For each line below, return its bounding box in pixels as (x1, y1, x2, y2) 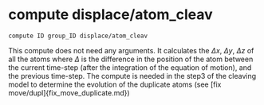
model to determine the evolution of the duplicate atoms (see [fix (8, 80, 222, 89)
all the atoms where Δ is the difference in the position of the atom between (8, 54, 254, 64)
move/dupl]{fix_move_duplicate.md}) (8, 87, 130, 97)
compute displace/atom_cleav (8, 6, 213, 24)
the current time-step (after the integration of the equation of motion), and (8, 62, 252, 72)
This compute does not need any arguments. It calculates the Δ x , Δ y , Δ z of (8, 45, 254, 55)
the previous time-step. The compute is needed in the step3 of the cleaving (8, 71, 257, 80)
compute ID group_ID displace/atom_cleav (8, 32, 148, 40)
